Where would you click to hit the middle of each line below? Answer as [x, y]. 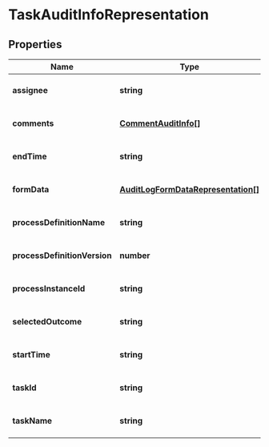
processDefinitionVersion [62, 256]
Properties [35, 44]
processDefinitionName [59, 222]
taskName [32, 421]
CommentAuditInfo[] [160, 123]
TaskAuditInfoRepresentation [109, 15]
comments [33, 123]
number [135, 256]
